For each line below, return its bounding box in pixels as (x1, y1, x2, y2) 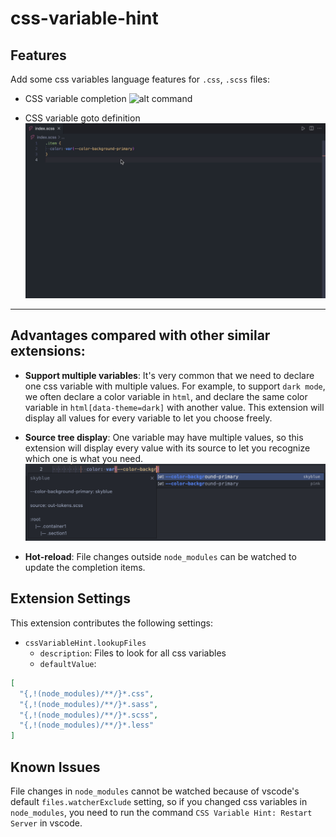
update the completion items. (24, 562, 146, 574)
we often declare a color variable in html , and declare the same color (24, 390, 308, 402)
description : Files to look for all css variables (39, 647, 227, 659)
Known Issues (10, 758, 101, 776)
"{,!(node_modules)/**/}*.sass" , (19, 699, 159, 709)
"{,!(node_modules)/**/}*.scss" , (19, 710, 159, 720)
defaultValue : (39, 657, 97, 669)
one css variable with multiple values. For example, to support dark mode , (24, 380, 326, 392)
